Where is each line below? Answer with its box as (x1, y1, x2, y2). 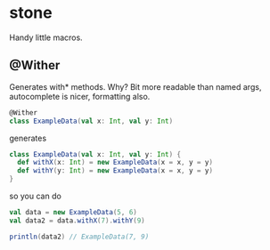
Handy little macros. (9, 32, 83, 43)
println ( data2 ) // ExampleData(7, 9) (9, 232, 150, 241)
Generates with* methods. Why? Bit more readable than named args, (9, 81, 262, 92)
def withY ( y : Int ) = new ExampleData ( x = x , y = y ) (17, 166, 214, 175)
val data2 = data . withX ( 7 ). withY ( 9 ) (9, 216, 145, 225)
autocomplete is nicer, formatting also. (9, 91, 151, 101)
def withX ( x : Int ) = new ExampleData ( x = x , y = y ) (17, 158, 214, 167)
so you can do (9, 190, 62, 201)
